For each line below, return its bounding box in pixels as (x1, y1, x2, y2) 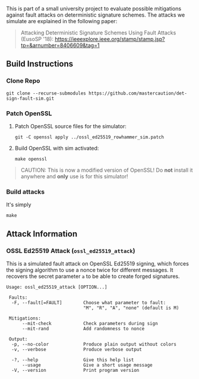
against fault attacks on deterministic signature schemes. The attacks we (6, 11, 185, 18)
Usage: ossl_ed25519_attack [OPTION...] (6, 284, 108, 290)
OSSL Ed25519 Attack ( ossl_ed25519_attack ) (6, 247, 135, 255)
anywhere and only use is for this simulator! (20, 172, 129, 180)
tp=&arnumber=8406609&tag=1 (20, 42, 100, 49)
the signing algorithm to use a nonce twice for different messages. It (6, 266, 173, 273)
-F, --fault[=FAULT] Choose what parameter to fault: (11, 299, 166, 305)
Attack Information (6, 229, 78, 239)
